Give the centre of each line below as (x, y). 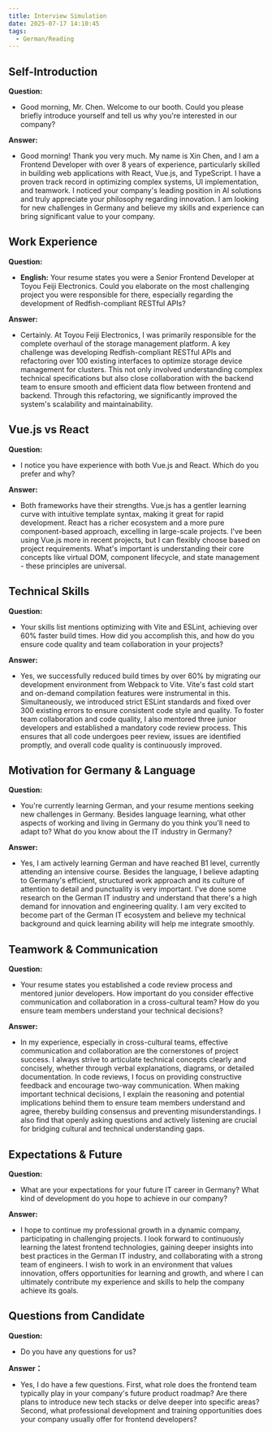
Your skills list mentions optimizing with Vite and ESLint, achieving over (139, 627)
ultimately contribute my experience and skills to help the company (132, 1281)
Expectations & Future (66, 1154)
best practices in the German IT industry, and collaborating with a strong (141, 1255)
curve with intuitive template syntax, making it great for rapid (122, 514)
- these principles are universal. (73, 566)
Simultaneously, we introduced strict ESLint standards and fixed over (136, 702)
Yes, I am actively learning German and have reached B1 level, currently (140, 863)
